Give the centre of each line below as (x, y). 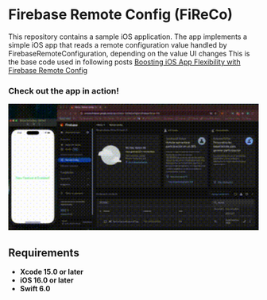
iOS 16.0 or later (46, 280)
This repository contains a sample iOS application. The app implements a (128, 37)
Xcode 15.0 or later (52, 272)
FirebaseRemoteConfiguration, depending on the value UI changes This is (129, 53)
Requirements (44, 253)
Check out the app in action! (64, 90)
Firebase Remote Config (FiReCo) (120, 15)
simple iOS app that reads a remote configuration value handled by (118, 44)
